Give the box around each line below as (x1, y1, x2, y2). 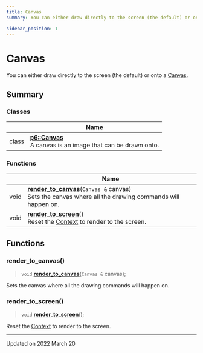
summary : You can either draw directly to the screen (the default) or (6, 15, 190, 21)
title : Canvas (6, 8, 42, 15)
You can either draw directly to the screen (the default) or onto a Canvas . (6, 72, 188, 79)
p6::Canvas (30, 133, 63, 141)
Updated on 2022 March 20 (6, 340, 76, 348)
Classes (6, 107, 31, 116)
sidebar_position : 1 (6, 25, 59, 32)
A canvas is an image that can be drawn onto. (30, 141, 159, 149)
